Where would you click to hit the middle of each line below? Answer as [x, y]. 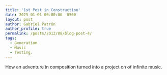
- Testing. [21, 52]
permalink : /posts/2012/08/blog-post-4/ [49, 33]
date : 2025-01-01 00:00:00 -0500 [41, 15]
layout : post [19, 19]
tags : [11, 39]
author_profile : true [28, 29]
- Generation [24, 43]
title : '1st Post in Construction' [43, 10]
